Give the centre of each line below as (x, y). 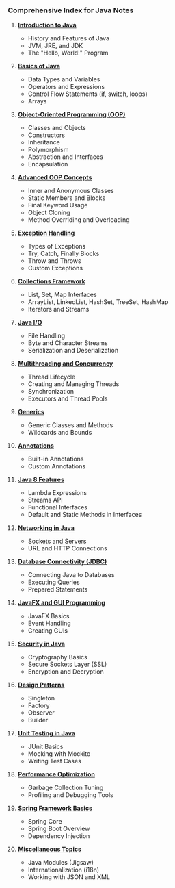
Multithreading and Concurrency (65, 364)
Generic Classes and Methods (70, 425)
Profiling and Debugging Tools (70, 795)
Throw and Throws (54, 261)
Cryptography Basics (57, 657)
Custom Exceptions (55, 268)
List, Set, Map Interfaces (63, 295)
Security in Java (41, 644)
